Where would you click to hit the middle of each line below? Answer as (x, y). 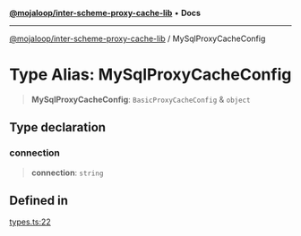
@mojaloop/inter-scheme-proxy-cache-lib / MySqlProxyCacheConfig (138, 38)
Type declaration (57, 127)
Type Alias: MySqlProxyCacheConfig (150, 75)
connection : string (67, 173)
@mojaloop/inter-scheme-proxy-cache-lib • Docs (105, 13)
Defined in (39, 201)
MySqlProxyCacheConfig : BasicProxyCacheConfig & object (141, 99)
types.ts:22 (30, 222)
